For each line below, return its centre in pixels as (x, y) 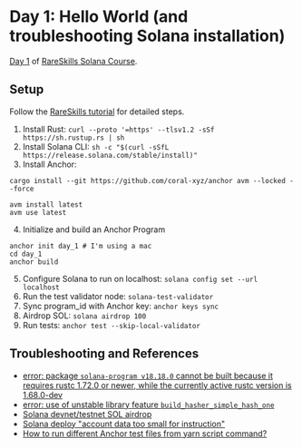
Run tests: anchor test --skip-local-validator (112, 325)
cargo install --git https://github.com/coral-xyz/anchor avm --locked (147, 180)
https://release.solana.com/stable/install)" (110, 155)
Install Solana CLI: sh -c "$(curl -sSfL (96, 146)
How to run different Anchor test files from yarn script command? (145, 433)
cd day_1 (26, 254)
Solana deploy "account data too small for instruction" (123, 424)
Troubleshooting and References (104, 354)
